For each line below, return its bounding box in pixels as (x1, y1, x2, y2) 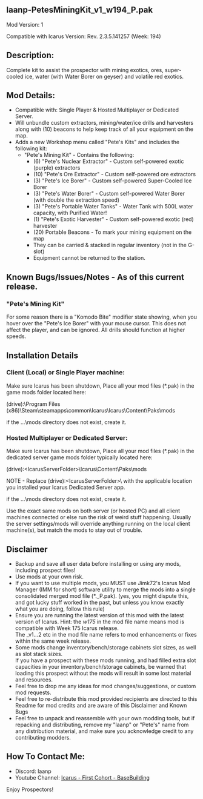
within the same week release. (15, 637, 92, 645)
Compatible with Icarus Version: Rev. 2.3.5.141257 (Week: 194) (6, 33, 162, 40)
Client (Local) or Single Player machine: (6, 368, 125, 377)
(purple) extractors (33, 164, 81, 171)
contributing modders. (15, 734, 72, 741)
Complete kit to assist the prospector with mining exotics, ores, (6, 66, 164, 73)
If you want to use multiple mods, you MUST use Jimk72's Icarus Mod (15, 579, 190, 586)
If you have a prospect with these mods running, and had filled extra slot (15, 657, 196, 664)
